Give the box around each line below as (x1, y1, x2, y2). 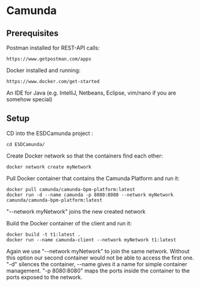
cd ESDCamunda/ (6, 141, 45, 147)
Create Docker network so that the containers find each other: (6, 152, 163, 159)
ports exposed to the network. (6, 273, 83, 281)
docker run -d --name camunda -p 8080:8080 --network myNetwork (6, 192, 174, 198)
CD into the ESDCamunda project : (6, 129, 94, 137)
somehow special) (6, 96, 53, 103)
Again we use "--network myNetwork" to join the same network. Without (6, 247, 190, 255)
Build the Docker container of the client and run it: (6, 219, 132, 227)
